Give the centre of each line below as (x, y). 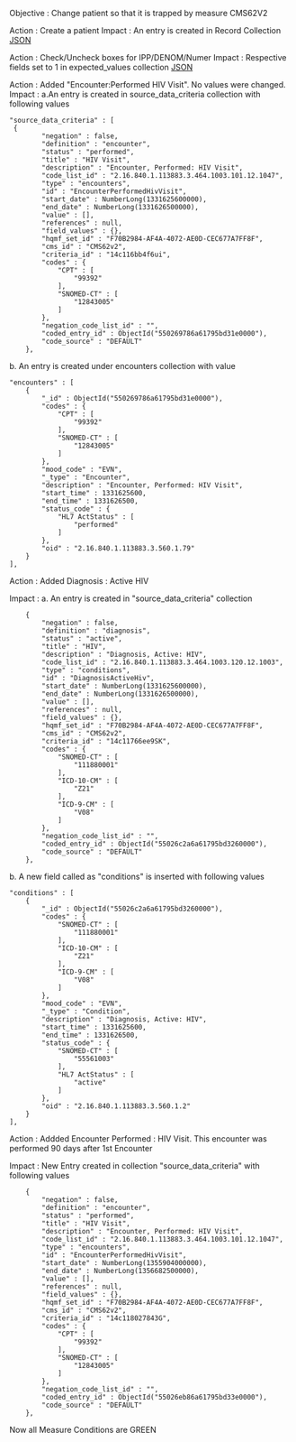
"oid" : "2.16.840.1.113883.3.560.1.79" (118, 549)
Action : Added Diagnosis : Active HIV (79, 581)
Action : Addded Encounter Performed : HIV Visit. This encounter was (138, 1139)
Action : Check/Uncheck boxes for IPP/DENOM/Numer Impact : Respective (148, 57)
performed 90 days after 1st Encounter (81, 1148)
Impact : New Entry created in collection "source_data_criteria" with (135, 1166)
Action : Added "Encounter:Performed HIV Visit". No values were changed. (148, 84)
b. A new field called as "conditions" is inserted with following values (137, 876)
